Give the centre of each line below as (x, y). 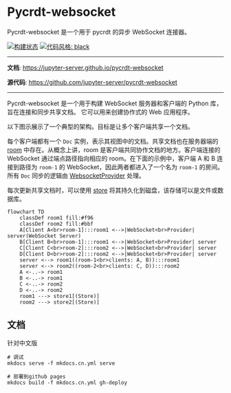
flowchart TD (26, 212)
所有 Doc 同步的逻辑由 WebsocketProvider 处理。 (76, 176)
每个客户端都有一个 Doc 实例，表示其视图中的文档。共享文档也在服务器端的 (113, 141)
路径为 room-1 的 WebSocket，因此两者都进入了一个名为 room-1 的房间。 (121, 167)
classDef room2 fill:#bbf (57, 224)
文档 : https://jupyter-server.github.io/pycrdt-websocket (85, 67)
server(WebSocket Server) (44, 236)
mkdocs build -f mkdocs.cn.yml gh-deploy (67, 383)
